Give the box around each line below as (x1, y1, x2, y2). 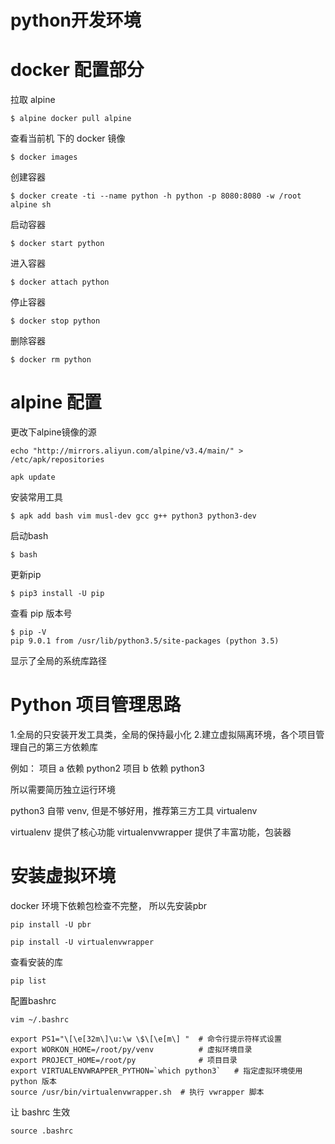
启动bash (10, 530, 49, 542)
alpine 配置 (10, 391, 102, 414)
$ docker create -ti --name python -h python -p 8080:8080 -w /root (10, 191, 302, 201)
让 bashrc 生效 (10, 1106, 71, 1118)
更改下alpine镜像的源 (10, 426, 97, 438)
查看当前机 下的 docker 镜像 (10, 132, 126, 145)
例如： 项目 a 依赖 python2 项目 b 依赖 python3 (10, 762, 205, 774)
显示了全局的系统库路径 (10, 655, 107, 667)
